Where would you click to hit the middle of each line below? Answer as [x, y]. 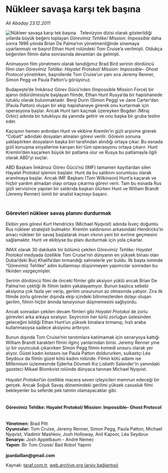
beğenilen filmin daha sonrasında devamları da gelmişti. [63, 54]
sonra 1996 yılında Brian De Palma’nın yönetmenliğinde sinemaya [72, 43]
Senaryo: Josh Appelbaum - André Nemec [50, 439]
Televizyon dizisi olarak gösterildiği [116, 33]
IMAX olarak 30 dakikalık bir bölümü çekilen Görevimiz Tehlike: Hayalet [79, 250]
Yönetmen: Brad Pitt [27, 423]
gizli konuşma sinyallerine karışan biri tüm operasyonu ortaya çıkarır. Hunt [82, 147]
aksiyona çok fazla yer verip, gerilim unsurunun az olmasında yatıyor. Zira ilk [84, 291]
